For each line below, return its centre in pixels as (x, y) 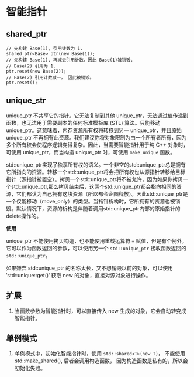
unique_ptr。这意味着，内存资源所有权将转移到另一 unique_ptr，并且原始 (94, 130)
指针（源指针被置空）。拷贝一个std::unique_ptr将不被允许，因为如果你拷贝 (94, 179)
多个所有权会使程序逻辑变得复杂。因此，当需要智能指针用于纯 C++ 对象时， (97, 145)
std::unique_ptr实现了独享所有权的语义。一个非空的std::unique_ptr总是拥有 (96, 164)
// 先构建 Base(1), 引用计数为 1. (44, 49)
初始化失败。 (30, 368)
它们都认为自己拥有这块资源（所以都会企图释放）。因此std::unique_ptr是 (102, 193)
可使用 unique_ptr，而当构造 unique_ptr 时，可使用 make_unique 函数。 (91, 152)
